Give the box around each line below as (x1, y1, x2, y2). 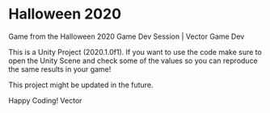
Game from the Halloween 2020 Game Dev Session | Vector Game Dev (8, 31, 245, 41)
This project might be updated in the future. (8, 80, 154, 90)
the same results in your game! (8, 64, 112, 73)
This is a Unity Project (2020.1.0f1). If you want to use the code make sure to (8, 47, 263, 56)
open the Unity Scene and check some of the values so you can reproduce (8, 56, 259, 65)
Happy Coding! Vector (8, 95, 82, 105)
